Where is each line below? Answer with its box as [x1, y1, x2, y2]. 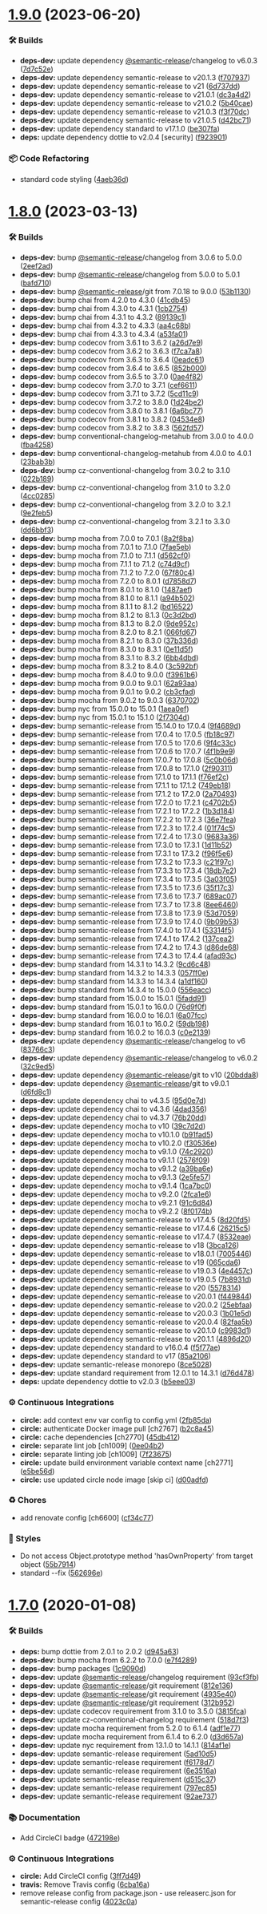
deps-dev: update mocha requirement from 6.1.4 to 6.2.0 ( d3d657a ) [19, 1731, 245, 1741]
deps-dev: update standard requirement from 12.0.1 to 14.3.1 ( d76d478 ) [19, 1368, 255, 1378]
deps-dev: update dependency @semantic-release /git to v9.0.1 [19, 1079, 229, 1088]
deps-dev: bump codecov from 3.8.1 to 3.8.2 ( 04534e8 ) [19, 414, 205, 424]
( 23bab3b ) [19, 457, 56, 466]
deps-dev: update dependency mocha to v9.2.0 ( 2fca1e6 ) [19, 1189, 212, 1199]
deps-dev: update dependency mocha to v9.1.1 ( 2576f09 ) [19, 1156, 210, 1165]
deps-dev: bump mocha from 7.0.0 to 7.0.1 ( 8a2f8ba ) [19, 534, 194, 543]
